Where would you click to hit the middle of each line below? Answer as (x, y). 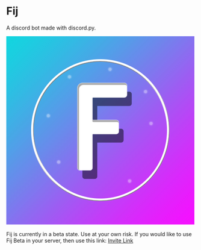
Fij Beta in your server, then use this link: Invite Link (70, 240)
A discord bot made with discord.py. (51, 28)
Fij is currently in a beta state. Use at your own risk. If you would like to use (99, 234)
